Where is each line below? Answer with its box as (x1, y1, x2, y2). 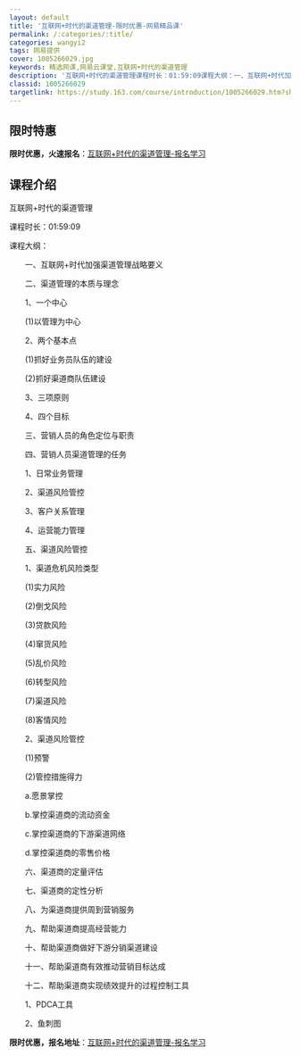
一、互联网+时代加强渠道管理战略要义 (24, 260, 163, 270)
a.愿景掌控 (24, 791, 63, 802)
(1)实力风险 (24, 582, 65, 593)
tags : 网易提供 (9, 46, 61, 55)
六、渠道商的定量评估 (24, 867, 104, 877)
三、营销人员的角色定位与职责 (24, 430, 135, 441)
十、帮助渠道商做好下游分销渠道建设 (24, 943, 158, 953)
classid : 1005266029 (9, 79, 87, 88)
